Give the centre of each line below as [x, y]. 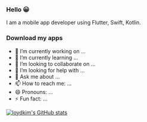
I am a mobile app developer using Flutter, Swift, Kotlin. [73, 23]
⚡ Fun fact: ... [31, 99]
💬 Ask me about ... [37, 77]
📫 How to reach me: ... [43, 83]
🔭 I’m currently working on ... [50, 51]
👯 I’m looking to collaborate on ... [55, 64]
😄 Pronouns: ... [34, 91]
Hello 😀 [18, 10]
